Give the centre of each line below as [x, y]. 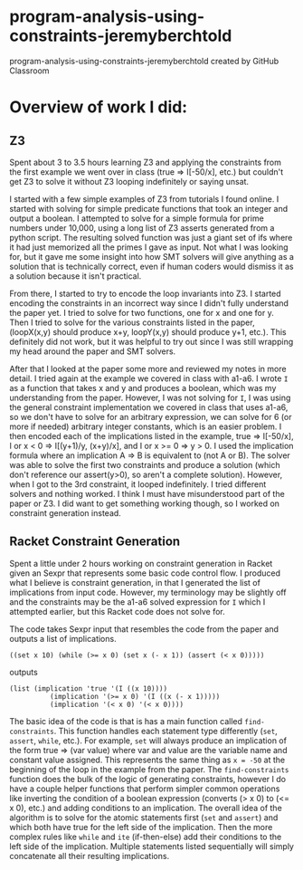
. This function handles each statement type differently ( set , [166, 731]
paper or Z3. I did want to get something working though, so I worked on [145, 503]
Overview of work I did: [99, 107]
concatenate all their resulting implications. [90, 856]
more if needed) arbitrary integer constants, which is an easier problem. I [146, 426]
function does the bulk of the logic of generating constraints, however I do [148, 779]
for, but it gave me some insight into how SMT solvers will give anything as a [151, 256]
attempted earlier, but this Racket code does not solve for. [117, 611]
